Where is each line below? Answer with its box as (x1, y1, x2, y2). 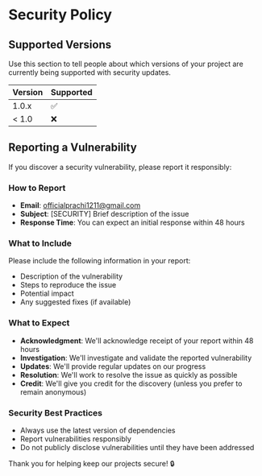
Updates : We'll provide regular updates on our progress (19, 361, 206, 371)
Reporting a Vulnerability (8, 141, 137, 155)
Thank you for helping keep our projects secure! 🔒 (8, 459, 175, 468)
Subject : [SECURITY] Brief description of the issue (19, 209, 189, 219)
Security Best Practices (8, 407, 103, 418)
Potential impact (19, 288, 74, 299)
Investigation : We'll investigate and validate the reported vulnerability (19, 353, 252, 362)
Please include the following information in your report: (8, 256, 191, 266)
